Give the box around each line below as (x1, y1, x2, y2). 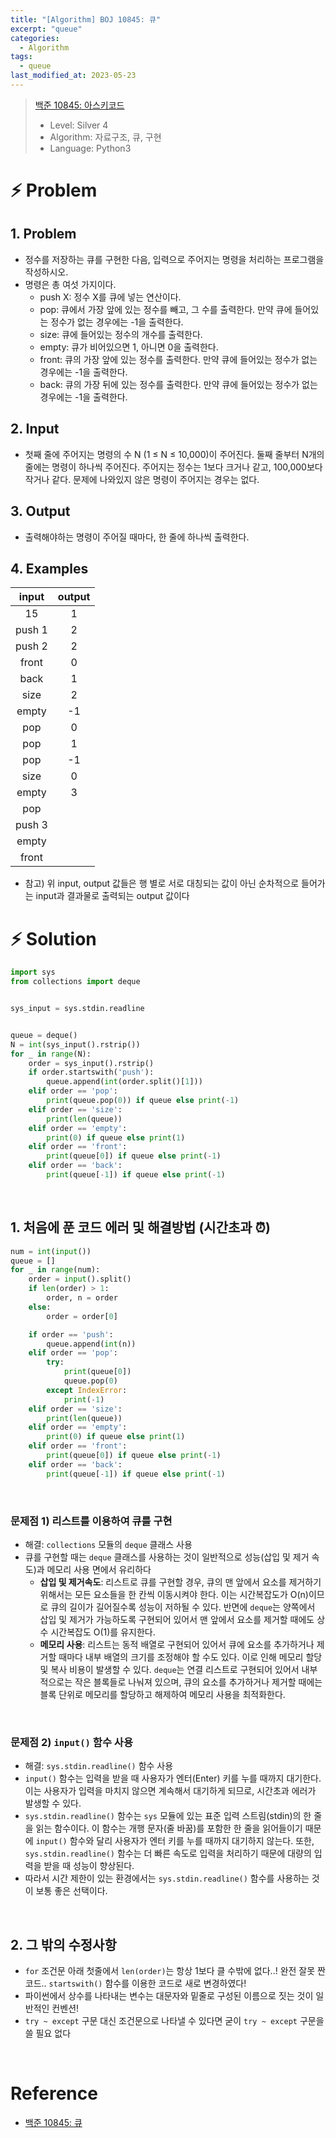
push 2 (15, 639, 48, 653)
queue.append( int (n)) (46, 1339, 137, 1349)
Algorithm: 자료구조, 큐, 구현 (49, 131, 162, 143)
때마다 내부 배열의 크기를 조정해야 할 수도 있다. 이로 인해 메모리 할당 (58, 1651, 323, 1663)
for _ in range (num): (10, 1265, 101, 1275)
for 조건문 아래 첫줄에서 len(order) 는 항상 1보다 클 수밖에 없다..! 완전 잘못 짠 (24, 1965, 326, 1977)
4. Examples (10, 560, 89, 577)
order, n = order (46, 1293, 118, 1303)
